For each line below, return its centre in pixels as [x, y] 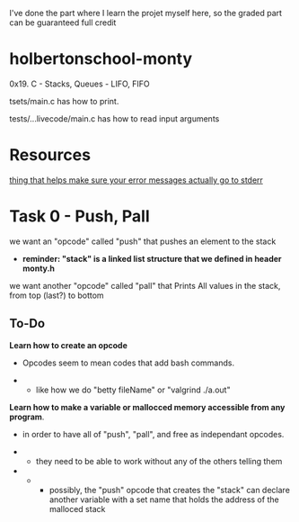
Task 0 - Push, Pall [79, 216]
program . [27, 417]
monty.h [39, 268]
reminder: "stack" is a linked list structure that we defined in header [152, 258]
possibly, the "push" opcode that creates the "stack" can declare [169, 490]
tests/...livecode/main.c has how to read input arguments [114, 118]
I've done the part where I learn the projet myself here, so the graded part [146, 13]
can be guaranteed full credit [63, 22]
